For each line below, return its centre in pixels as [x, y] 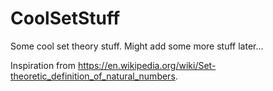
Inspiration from [43, 65]
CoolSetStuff [65, 18]
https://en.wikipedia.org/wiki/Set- [147, 65]
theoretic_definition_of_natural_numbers [93, 76]
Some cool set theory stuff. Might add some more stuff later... [137, 46]
